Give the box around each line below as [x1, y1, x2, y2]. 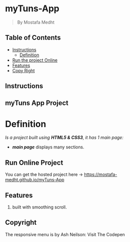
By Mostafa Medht [17, 19, 55, 25]
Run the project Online [12, 57, 58, 63]
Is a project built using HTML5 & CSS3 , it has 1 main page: [5, 135, 124, 140]
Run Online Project [5, 158, 63, 167]
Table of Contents [5, 34, 61, 42]
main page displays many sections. [12, 144, 84, 150]
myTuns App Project [5, 99, 69, 107]
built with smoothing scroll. [12, 204, 67, 210]
